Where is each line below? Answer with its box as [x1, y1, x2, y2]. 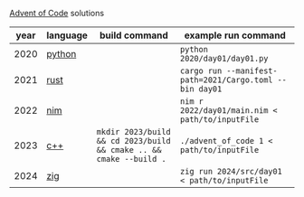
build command [99, 29, 169, 42]
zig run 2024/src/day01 [179, 166, 282, 176]
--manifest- [225, 66, 278, 76]
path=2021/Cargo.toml [179, 75, 273, 85]
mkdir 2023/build [96, 127, 172, 136]
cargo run [179, 66, 223, 76]
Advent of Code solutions [9, 8, 105, 18]
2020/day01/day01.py [179, 53, 269, 63]
